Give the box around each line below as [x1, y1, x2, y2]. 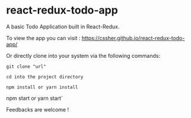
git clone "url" [6, 63, 46, 70]
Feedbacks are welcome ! [6, 106, 69, 113]
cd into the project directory [6, 74, 84, 80]
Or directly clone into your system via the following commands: [6, 52, 161, 59]
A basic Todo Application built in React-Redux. [6, 23, 120, 30]
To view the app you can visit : [6, 34, 81, 41]
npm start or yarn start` [6, 94, 63, 101]
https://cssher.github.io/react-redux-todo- [81, 34, 185, 41]
